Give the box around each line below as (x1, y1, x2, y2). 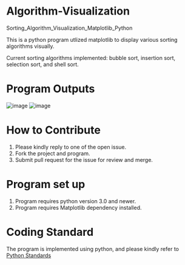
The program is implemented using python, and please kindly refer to (6, 245, 179, 252)
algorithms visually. (6, 42, 55, 50)
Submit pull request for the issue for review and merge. (15, 156, 153, 163)
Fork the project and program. (15, 150, 90, 157)
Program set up (6, 178, 86, 191)
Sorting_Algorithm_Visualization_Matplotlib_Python (6, 24, 133, 32)
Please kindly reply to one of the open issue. (15, 143, 126, 150)
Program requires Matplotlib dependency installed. (15, 204, 142, 211)
